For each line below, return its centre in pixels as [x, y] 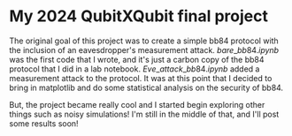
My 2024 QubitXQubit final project [138, 16]
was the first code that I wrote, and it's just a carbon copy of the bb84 [137, 59]
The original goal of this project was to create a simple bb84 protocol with [144, 41]
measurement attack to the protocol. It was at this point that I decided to [141, 78]
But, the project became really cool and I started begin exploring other [137, 104]
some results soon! [44, 123]
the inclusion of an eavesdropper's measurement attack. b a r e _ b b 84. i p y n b [144, 49]
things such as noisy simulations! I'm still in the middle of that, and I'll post [144, 114]
